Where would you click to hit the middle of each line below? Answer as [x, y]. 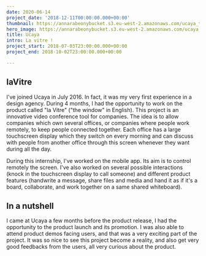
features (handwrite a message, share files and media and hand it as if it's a [102, 180]
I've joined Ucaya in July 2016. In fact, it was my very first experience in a [99, 97]
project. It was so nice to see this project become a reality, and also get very [103, 240]
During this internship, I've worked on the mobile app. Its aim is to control [99, 160]
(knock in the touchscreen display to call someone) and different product [98, 174]
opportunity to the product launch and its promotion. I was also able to [95, 227]
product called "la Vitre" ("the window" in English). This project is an [93, 110]
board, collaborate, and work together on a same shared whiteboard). [94, 187]
